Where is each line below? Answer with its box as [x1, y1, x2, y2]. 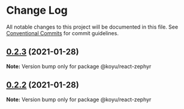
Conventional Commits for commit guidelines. [6, 29, 119, 36]
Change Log [6, 4, 68, 17]
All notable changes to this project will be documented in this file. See [6, 23, 179, 30]
